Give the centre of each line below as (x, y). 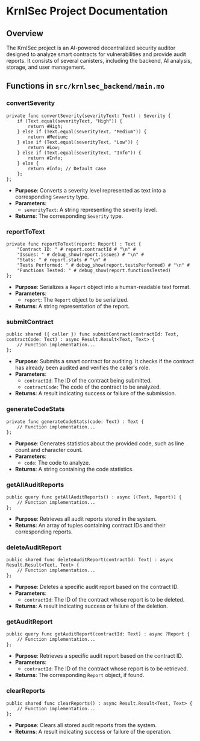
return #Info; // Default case (67, 168)
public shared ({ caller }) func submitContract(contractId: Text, (93, 334)
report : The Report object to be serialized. (76, 299)
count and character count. (49, 450)
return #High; (45, 126)
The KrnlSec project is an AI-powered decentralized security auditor (91, 48)
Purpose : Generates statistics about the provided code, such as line (99, 443)
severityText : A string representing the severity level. (91, 209)
